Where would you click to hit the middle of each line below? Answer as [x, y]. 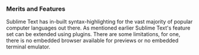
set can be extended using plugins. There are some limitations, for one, [93, 34]
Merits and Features [36, 9]
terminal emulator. [28, 47]
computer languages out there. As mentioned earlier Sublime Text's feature [98, 28]
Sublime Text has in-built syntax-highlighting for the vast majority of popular [99, 22]
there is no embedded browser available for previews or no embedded [92, 41]
